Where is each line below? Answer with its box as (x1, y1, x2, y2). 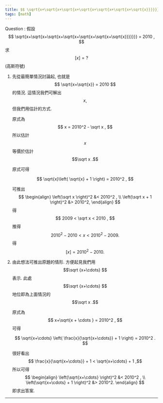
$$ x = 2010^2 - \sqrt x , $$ (57, 124, 113, 129)
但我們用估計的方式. (12, 106, 52, 111)
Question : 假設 (5, 25, 35, 32)
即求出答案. (12, 387, 35, 393)
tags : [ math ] (5, 12, 32, 17)
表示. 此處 (12, 275, 32, 281)
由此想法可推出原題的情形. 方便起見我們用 (12, 259, 96, 265)
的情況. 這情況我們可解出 (12, 90, 62, 95)
